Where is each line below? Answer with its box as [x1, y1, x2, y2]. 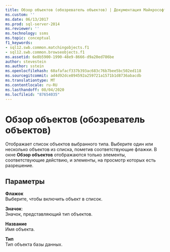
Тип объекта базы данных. [5, 241, 63, 247]
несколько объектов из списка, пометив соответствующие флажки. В [5, 146, 157, 153]
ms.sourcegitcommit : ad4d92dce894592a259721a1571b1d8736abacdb [5, 73, 142, 78]
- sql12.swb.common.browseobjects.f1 [5, 49, 85, 55]
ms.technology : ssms [5, 31, 49, 36]
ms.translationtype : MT [5, 78, 56, 83]
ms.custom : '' [5, 12, 35, 17]
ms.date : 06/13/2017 [5, 17, 49, 22]
